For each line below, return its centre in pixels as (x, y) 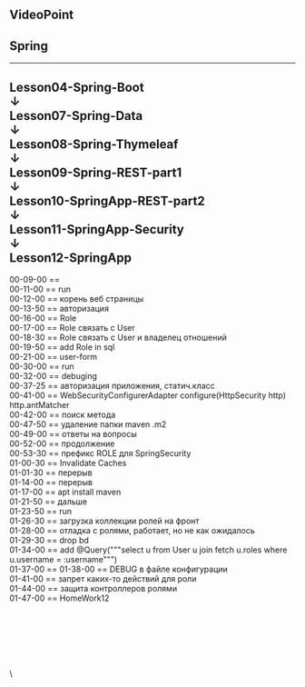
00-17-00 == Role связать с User (73, 328)
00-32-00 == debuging (54, 376)
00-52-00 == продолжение (62, 443)
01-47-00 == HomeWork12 (59, 598)
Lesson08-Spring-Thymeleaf (94, 144)
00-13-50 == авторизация (59, 309)
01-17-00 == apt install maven (65, 492)
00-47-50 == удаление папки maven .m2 (88, 424)
